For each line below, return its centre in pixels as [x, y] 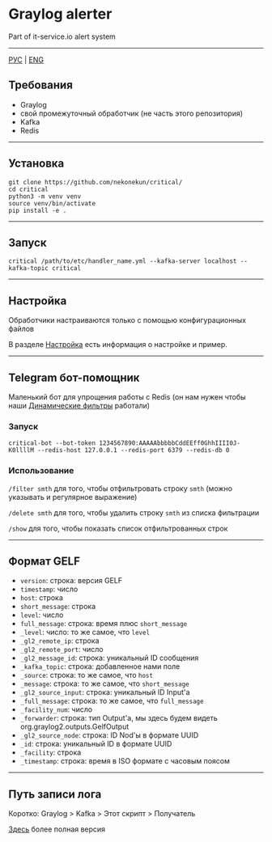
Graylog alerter [60, 14]
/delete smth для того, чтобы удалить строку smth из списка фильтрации [134, 512]
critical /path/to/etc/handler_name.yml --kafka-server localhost [123, 261]
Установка [36, 164]
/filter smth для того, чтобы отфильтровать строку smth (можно [121, 488]
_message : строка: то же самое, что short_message [105, 683]
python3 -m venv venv [45, 196]
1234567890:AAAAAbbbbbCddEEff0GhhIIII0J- [170, 443]
